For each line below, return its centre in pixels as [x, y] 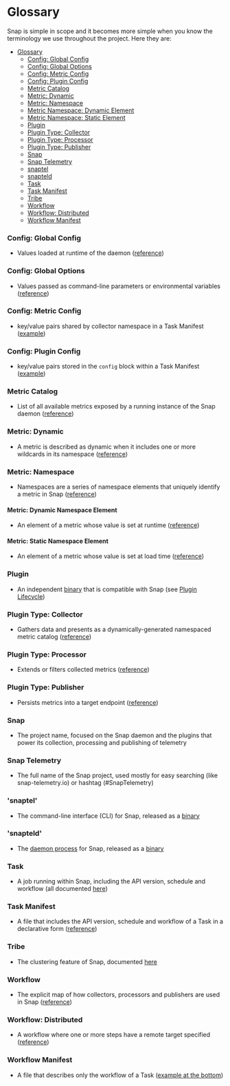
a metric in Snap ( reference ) [57, 494]
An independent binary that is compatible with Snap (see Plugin [107, 589]
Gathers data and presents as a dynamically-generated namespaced [114, 629]
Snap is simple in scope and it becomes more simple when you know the [110, 31]
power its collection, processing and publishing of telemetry [102, 742]
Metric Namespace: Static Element [76, 117]
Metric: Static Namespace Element [58, 541]
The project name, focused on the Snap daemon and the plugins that [114, 735]
